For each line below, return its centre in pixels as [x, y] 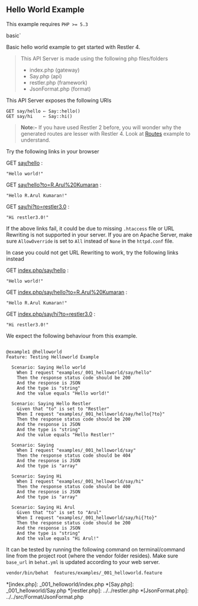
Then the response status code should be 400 [74, 486]
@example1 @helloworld [34, 352]
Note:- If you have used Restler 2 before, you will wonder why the [101, 127]
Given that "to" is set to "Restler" [63, 409]
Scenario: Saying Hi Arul [43, 507]
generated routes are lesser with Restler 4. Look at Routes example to [106, 133]
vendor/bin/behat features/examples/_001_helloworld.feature [84, 573]
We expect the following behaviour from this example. [72, 336]
